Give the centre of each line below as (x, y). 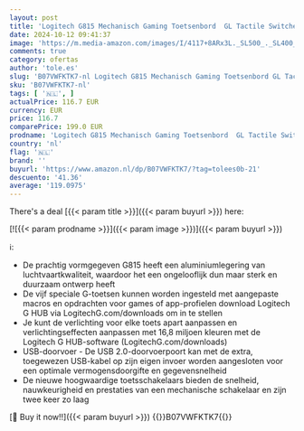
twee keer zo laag (56, 399)
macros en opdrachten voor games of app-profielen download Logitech (156, 304)
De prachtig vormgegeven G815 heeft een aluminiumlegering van (144, 265)
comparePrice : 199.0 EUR (56, 127)
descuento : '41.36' (46, 177)
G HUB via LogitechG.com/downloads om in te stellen (123, 314)
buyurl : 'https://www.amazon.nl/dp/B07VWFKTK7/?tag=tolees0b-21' (135, 169)
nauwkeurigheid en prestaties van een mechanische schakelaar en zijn (154, 390)
